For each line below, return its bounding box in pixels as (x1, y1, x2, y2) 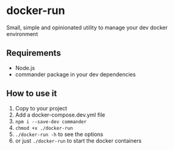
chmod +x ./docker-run (15, 125, 73, 131)
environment (6, 30, 38, 37)
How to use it (6, 88, 57, 99)
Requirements (6, 48, 61, 59)
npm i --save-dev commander (15, 118, 87, 125)
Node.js (15, 64, 35, 71)
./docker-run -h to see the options (15, 130, 104, 138)
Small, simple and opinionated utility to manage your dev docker (6, 24, 168, 31)
